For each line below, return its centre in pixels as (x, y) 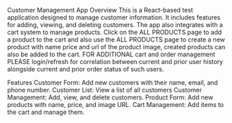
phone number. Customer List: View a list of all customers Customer (105, 90)
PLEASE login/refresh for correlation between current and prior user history (115, 61)
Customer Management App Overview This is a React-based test (100, 10)
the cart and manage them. (46, 112)
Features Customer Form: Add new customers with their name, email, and (113, 82)
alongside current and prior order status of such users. (86, 69)
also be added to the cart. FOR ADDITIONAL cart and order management (111, 54)
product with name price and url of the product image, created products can (116, 47)
